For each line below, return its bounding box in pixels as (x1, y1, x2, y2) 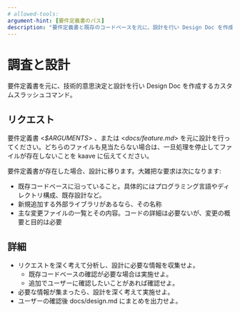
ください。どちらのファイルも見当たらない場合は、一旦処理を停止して (13, 143, 220, 151)
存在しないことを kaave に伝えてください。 (26, 151, 154, 161)
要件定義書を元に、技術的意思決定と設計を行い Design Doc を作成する (7, 81, 214, 90)
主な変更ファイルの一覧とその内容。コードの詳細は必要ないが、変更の (17, 208, 225, 218)
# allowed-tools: (7, 10, 59, 18)
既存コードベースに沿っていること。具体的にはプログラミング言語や (17, 182, 218, 191)
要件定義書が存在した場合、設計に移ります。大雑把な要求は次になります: (7, 167, 221, 176)
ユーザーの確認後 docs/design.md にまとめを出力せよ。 (17, 296, 182, 305)
